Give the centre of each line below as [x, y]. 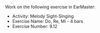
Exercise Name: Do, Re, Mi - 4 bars [48, 21]
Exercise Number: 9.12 [35, 26]
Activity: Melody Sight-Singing [43, 16]
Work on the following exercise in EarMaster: [50, 7]
